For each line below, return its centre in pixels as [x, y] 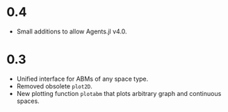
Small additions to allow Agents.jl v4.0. [72, 31]
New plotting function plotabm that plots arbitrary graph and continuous [119, 93]
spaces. [28, 101]
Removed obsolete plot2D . [55, 86]
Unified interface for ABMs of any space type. [82, 79]
